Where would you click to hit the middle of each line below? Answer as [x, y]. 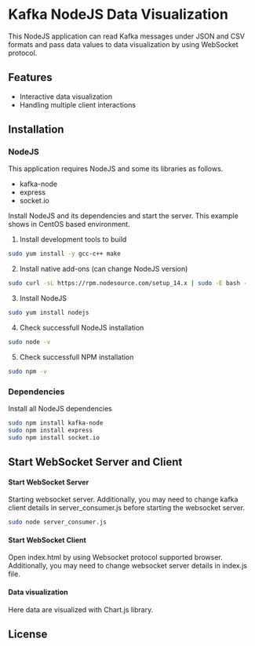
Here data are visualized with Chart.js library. [81, 609]
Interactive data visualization [66, 97]
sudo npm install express [50, 430]
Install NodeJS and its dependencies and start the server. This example [124, 216]
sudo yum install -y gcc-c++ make [65, 254]
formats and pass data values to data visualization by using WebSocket [123, 44]
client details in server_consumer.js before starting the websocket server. [127, 508]
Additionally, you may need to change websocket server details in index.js [127, 566]
